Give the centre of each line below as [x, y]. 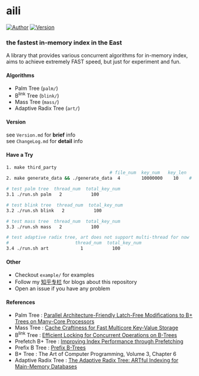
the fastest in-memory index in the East [64, 43]
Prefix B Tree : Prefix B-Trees [50, 348]
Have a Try [20, 154]
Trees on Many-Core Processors [54, 322]
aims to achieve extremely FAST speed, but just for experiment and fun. [94, 62]
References [21, 302]
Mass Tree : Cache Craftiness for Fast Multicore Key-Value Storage [97, 328]
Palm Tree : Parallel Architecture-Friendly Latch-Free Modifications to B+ [104, 315]
